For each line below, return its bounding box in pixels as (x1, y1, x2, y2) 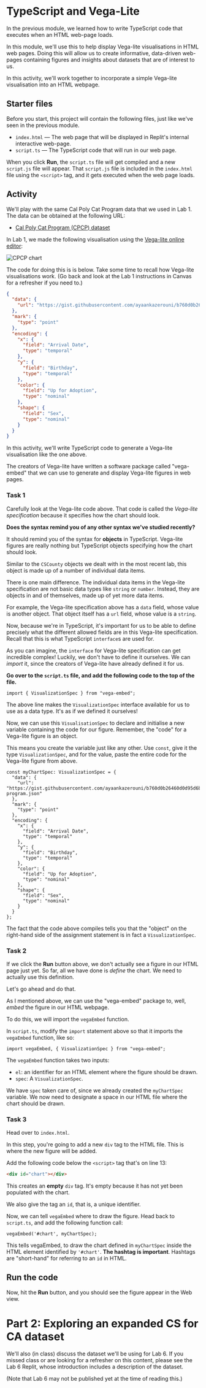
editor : (6, 242, 23, 250)
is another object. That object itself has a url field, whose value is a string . (6, 610, 197, 617)
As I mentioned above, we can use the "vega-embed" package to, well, (6, 997, 186, 1004)
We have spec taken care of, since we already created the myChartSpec (6, 1086, 183, 1094)
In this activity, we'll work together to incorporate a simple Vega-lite (6, 74, 177, 82)
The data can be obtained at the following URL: (6, 212, 126, 219)
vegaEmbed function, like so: (6, 1034, 75, 1041)
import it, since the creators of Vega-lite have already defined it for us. (6, 660, 184, 667)
